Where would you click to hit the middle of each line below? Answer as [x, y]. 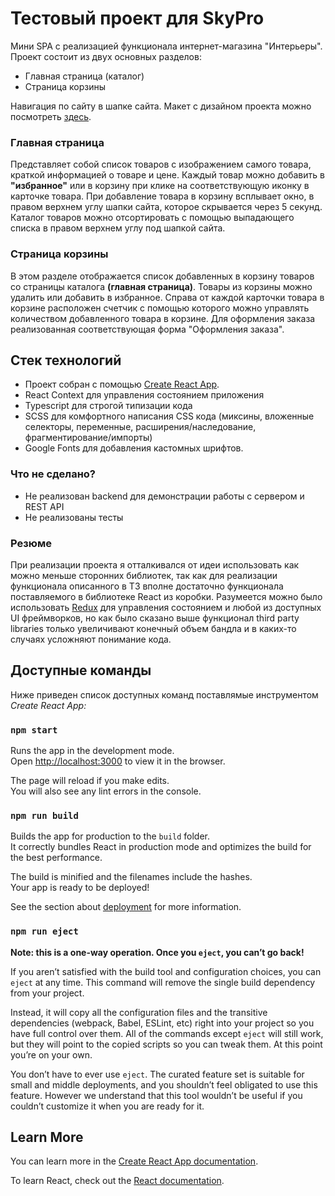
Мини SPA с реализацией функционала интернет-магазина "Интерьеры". [166, 46]
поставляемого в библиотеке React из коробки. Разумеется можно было [166, 596]
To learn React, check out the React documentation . [117, 1181]
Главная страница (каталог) [84, 76]
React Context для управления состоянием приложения [144, 395]
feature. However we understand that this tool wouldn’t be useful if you [156, 1095]
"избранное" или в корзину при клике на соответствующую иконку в [160, 186]
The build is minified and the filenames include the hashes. [131, 877]
